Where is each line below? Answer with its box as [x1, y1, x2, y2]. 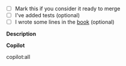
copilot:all [6, 54, 31, 61]
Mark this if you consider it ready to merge [14, 5, 121, 12]
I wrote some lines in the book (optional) [14, 18, 115, 26]
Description [6, 30, 37, 37]
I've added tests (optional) [14, 12, 80, 19]
